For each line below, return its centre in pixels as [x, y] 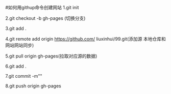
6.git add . [16, 66]
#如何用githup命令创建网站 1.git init [42, 7]
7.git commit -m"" [24, 76]
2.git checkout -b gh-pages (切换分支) [45, 18]
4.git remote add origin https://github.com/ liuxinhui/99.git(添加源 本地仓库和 [86, 39]
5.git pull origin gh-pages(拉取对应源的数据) [51, 56]
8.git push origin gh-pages [33, 86]
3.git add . [16, 28]
